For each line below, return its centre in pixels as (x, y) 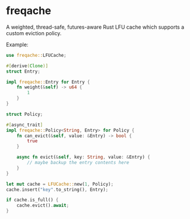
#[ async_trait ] (25, 125)
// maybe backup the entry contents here (78, 163)
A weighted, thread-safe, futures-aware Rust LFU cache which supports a (95, 27)
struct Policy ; (25, 114)
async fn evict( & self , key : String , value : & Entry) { (83, 157)
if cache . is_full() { (32, 200)
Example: (17, 45)
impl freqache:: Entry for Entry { (48, 82)
